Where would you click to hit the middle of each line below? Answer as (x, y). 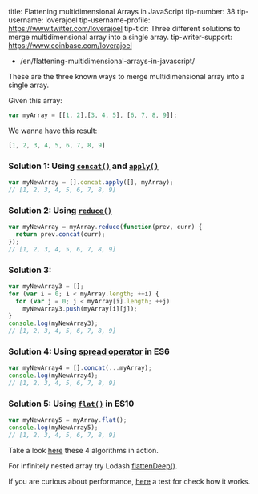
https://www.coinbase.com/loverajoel (70, 46)
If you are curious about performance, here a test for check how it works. (129, 481)
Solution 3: (30, 270)
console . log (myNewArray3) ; (53, 323)
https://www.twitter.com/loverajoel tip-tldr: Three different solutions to (124, 28)
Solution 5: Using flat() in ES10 (71, 404)
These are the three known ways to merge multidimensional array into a (127, 76)
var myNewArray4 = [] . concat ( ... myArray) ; (80, 368)
